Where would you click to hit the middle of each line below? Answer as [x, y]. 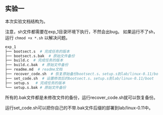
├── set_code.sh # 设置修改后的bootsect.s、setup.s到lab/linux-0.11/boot [80, 78]
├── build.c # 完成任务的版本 [34, 60]
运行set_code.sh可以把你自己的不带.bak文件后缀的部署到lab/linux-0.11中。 [79, 108]
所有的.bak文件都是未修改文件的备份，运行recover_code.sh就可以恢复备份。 [81, 97]
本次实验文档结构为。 [26, 21]
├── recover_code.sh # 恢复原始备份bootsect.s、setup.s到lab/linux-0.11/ [80, 74]
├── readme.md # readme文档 [34, 69]
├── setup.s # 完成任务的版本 [35, 83]
